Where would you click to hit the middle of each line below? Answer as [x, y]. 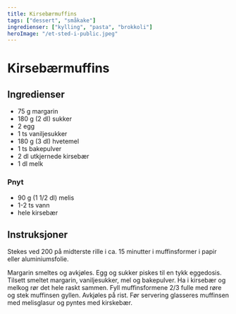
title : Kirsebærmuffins [42, 14]
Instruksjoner [38, 235]
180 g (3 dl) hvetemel [48, 141]
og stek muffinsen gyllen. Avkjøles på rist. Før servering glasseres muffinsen [118, 295]
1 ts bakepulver [39, 149]
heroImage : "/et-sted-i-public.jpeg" [63, 34]
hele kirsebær [38, 212]
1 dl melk [30, 164]
